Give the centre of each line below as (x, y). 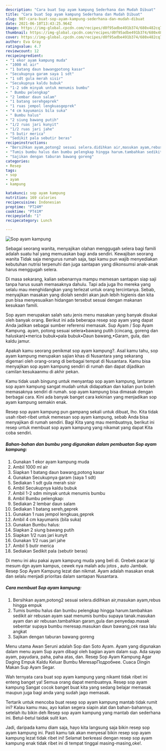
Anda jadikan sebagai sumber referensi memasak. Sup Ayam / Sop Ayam (79, 325)
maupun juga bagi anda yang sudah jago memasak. (58, 692)
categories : (18, 161)
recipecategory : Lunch (29, 221)
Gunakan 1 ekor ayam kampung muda (51, 462)
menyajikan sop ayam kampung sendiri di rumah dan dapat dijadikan (75, 366)
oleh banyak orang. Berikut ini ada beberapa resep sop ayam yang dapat (79, 320)
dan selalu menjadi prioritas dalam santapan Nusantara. (62, 576)
